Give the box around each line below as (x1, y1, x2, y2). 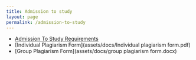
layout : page (6, 14, 38, 20)
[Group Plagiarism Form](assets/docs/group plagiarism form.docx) (14, 48, 177, 55)
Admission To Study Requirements (14, 36, 99, 43)
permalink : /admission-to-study (6, 19, 86, 25)
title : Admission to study (6, 8, 73, 15)
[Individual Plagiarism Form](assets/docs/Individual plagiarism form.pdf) (14, 41, 191, 48)
